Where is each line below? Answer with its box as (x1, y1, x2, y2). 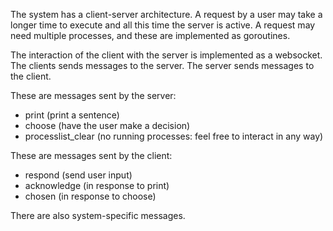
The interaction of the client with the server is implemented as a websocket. (10, 49, 323, 61)
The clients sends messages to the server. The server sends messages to (10, 60, 315, 71)
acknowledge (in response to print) (24, 180, 170, 191)
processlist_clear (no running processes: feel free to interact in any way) (24, 130, 324, 142)
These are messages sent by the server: (10, 90, 177, 101)
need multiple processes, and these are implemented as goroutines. (10, 30, 291, 41)
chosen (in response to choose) (24, 190, 157, 202)
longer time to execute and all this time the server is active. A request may (10, 19, 316, 31)
